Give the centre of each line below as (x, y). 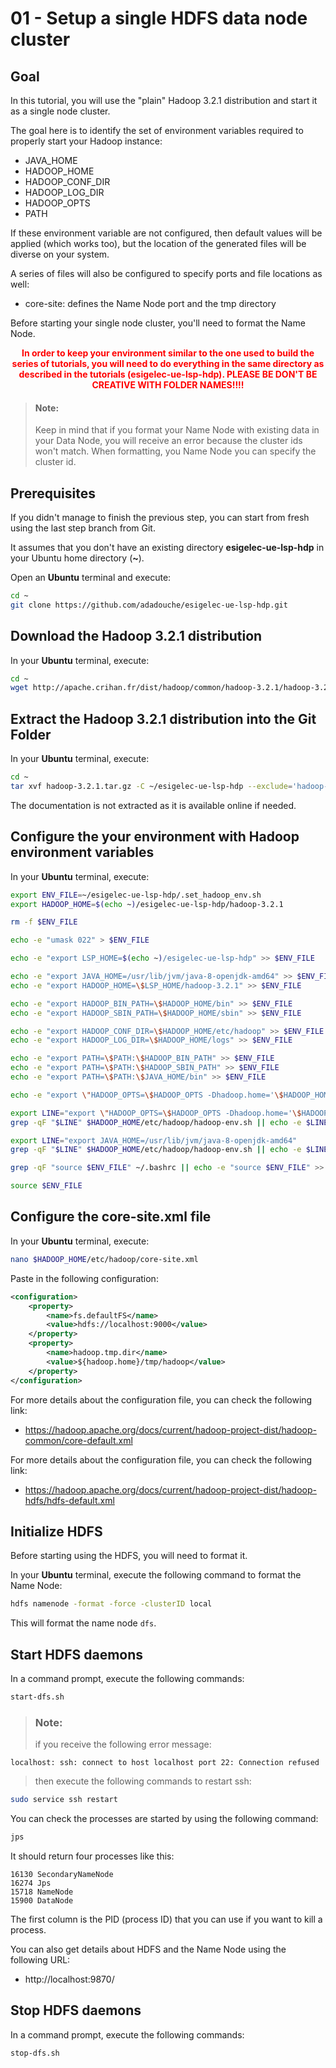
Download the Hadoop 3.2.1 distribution (136, 636)
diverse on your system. (60, 254)
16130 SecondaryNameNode (62, 1874)
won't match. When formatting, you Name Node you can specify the (175, 451)
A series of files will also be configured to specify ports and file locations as (166, 273)
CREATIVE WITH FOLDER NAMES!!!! (168, 385)
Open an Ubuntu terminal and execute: (91, 578)
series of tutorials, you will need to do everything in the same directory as (168, 363)
